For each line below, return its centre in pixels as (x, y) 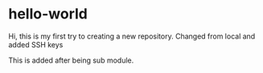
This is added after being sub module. (71, 60)
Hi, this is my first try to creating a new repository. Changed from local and (132, 36)
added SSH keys (36, 44)
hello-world (48, 14)
